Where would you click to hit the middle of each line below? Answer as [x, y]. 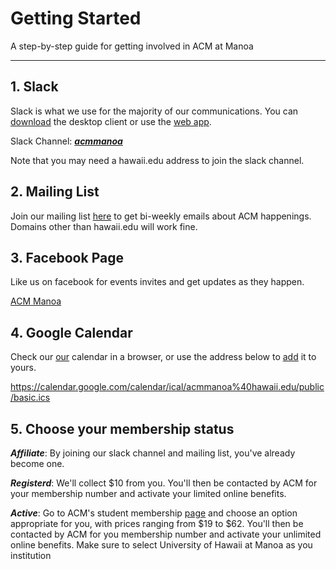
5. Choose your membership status [122, 428]
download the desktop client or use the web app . [111, 121]
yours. [23, 368]
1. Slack [34, 87]
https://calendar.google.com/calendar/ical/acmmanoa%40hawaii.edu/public [167, 387]
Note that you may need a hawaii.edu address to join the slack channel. [157, 160]
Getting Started [76, 18]
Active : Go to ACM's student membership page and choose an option [154, 513]
